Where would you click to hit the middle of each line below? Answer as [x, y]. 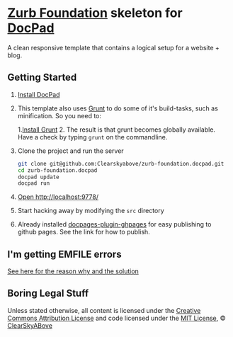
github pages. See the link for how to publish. [84, 232]
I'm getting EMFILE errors [64, 254]
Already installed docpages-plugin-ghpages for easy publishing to [114, 224]
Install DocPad [39, 94]
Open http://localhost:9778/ [58, 197]
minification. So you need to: [59, 115]
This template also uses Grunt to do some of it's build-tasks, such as [118, 108]
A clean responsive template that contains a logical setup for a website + [113, 47]
